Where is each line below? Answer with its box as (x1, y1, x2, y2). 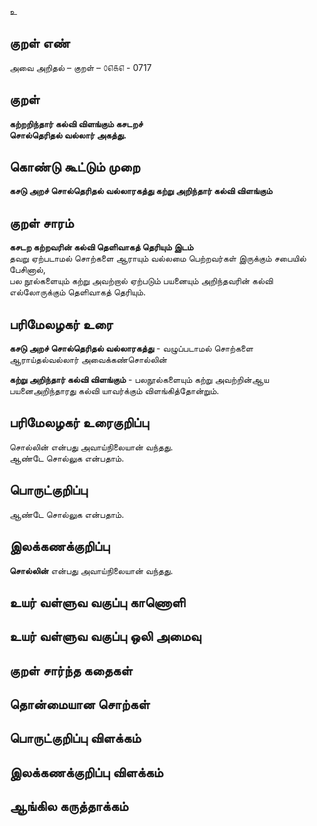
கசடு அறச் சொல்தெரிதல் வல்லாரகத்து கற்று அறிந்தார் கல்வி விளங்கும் (9, 185, 273, 197)
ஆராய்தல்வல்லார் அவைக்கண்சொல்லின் (9, 354, 167, 366)
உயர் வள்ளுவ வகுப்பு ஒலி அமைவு (9, 628, 202, 645)
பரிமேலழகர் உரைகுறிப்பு (9, 414, 149, 431)
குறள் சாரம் (9, 214, 74, 231)
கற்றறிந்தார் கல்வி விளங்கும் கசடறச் (9, 117, 144, 130)
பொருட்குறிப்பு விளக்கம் (9, 730, 142, 747)
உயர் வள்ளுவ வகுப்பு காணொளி (9, 594, 186, 611)
